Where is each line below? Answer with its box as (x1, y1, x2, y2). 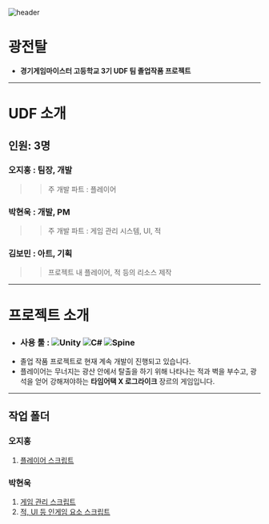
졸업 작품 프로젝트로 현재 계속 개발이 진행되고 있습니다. (19, 356, 191, 366)
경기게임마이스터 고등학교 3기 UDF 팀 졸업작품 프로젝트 (19, 66, 191, 75)
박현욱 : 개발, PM (8, 206, 70, 218)
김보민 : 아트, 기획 (8, 248, 73, 259)
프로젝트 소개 (8, 306, 90, 324)
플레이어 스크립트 (19, 455, 74, 465)
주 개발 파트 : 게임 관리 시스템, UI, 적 (47, 226, 162, 236)
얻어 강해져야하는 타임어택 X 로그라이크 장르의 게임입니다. (34, 376, 215, 386)
